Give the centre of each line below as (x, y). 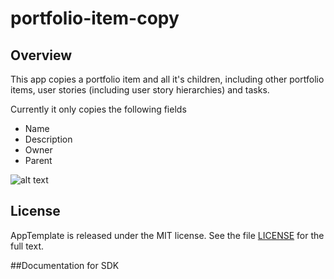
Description (48, 139)
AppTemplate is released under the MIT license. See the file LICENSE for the (167, 235)
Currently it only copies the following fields (98, 109)
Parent (38, 160)
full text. (27, 246)
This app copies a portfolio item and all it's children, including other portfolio (167, 79)
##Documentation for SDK (65, 265)
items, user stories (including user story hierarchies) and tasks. (140, 90)
